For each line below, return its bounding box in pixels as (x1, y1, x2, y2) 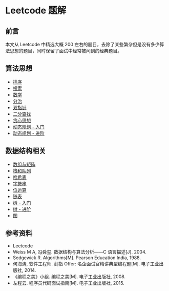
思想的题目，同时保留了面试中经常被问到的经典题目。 (9, 48, 122, 54)
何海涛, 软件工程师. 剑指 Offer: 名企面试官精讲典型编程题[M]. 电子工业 (12, 261, 160, 267)
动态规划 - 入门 (12, 124, 45, 130)
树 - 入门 (12, 200, 32, 206)
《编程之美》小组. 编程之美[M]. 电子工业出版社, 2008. (12, 274, 126, 280)
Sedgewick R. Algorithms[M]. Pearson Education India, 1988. (12, 255, 141, 261)
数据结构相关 (5, 147, 46, 156)
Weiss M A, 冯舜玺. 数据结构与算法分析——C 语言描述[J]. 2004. (12, 249, 147, 255)
